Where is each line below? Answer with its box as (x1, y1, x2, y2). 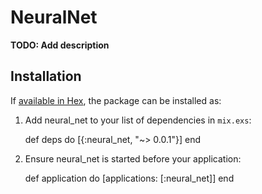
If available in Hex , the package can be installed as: (10, 94, 222, 106)
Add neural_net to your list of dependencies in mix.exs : (24, 114, 252, 126)
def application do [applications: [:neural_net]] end (24, 172, 235, 184)
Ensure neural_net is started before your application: (24, 152, 242, 165)
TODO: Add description (10, 39, 110, 51)
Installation (10, 68, 82, 85)
